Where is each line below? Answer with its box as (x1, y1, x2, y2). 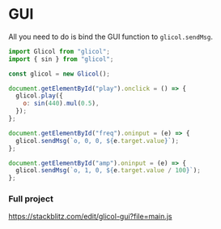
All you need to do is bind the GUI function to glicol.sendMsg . (8, 32, 213, 41)
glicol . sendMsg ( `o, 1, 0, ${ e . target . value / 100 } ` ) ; (15, 166, 201, 175)
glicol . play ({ (15, 92, 63, 100)
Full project (8, 193, 54, 205)
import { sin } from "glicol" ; (8, 54, 114, 63)
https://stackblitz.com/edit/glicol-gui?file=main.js (8, 212, 172, 222)
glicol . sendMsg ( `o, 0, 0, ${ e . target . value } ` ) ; (15, 136, 180, 145)
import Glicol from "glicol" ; (8, 47, 111, 55)
